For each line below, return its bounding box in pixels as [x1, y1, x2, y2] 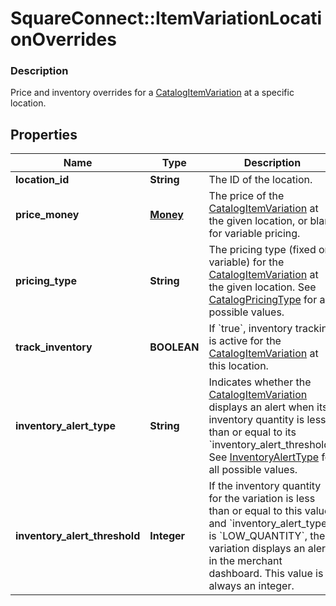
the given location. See [208, 280, 317, 294]
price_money [15, 208, 80, 222]
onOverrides [10, 28, 117, 51]
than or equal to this [208, 504, 303, 518]
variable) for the [208, 255, 285, 269]
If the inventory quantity [208, 479, 322, 493]
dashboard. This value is [208, 567, 324, 581]
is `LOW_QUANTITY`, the [208, 529, 326, 543]
